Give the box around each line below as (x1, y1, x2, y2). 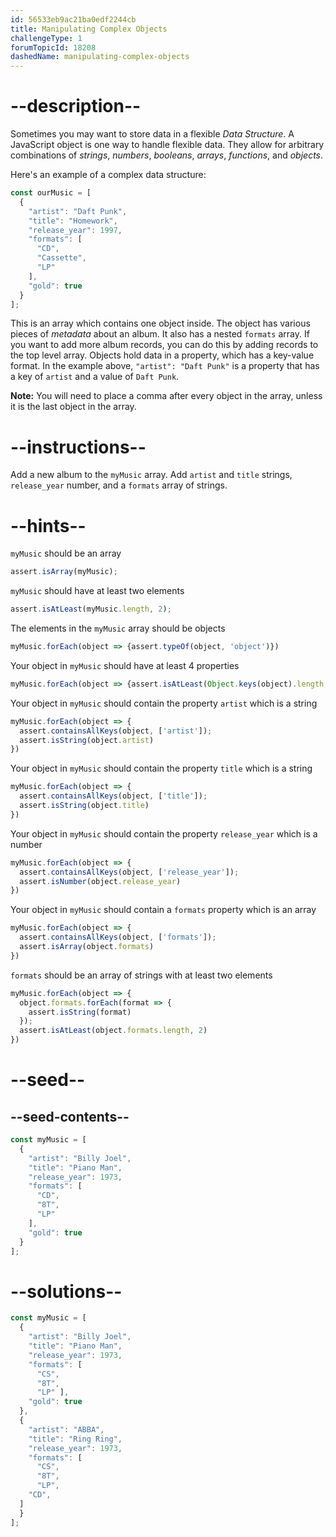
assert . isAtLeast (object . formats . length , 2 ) (19, 1026, 208, 1036)
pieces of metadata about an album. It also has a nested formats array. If (10, 328, 310, 340)
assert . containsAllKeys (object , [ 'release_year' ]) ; (19, 867, 240, 877)
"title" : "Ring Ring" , (28, 1434, 123, 1444)
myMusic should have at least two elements (10, 585, 185, 597)
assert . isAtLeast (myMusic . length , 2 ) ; (10, 604, 172, 615)
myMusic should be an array (10, 547, 122, 560)
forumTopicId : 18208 (10, 42, 97, 53)
